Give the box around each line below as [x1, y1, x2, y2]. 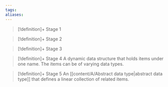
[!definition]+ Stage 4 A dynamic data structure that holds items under [17, 55, 164, 61]
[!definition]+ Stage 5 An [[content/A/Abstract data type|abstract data [17, 70, 163, 76]
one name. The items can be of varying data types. [17, 61, 124, 67]
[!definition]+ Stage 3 [17, 46, 62, 52]
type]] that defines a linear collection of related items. [17, 76, 130, 82]
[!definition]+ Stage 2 [17, 36, 62, 42]
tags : [5, 7, 17, 13]
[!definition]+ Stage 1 [17, 26, 62, 32]
